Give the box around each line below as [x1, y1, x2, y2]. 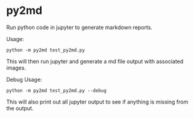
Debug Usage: [6, 76, 42, 83]
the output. [6, 104, 34, 112]
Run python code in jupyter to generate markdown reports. [6, 24, 153, 31]
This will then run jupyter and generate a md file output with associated [6, 57, 184, 65]
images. [6, 64, 26, 71]
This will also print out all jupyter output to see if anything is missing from [6, 98, 189, 105]
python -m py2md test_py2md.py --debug [6, 87, 107, 94]
